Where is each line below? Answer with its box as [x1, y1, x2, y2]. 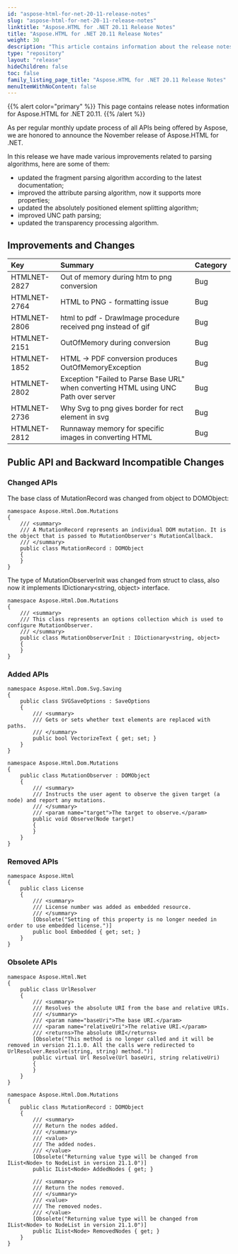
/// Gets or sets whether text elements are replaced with [33, 716, 211, 723]
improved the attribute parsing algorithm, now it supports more [17, 188, 202, 197]
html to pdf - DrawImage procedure [59, 313, 180, 323]
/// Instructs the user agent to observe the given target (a [33, 791, 220, 798]
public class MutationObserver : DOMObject [20, 772, 151, 779]
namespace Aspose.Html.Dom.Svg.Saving [7, 685, 122, 693]
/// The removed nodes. [33, 1202, 103, 1210]
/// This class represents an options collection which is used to [20, 616, 223, 623]
